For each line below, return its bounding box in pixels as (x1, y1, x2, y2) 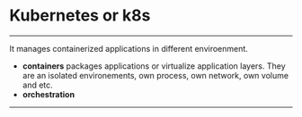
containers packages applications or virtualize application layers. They (22, 60, 286, 71)
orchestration (22, 88, 75, 99)
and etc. (22, 79, 54, 90)
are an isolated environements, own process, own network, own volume (22, 70, 289, 80)
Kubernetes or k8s (9, 5, 151, 26)
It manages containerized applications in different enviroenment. (9, 43, 249, 54)
